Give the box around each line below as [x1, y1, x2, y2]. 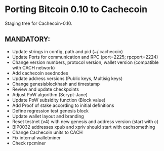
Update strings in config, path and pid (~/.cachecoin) [12, 48, 124, 54]
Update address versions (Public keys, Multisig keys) [12, 75, 123, 82]
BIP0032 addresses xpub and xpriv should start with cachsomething [12, 124, 155, 130]
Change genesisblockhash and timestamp [12, 81, 100, 87]
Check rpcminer [12, 140, 46, 146]
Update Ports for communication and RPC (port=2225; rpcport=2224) [12, 54, 158, 60]
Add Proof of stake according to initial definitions [12, 102, 114, 108]
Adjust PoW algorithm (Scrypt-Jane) [12, 91, 88, 97]
